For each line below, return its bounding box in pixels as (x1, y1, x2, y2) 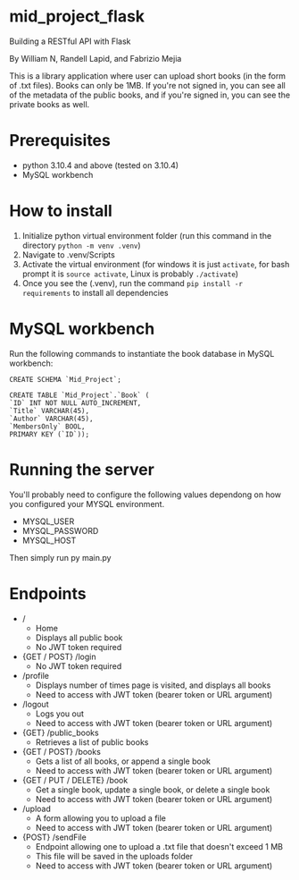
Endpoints (9, 583, 87, 604)
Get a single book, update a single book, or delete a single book (35, 784, 270, 795)
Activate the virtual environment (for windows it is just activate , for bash (21, 258, 290, 269)
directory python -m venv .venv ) (21, 240, 141, 250)
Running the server (9, 459, 154, 479)
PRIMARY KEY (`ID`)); (9, 429, 90, 439)
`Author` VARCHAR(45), (9, 414, 94, 423)
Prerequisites (9, 131, 112, 151)
